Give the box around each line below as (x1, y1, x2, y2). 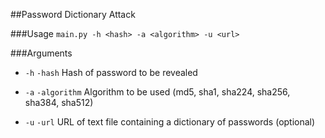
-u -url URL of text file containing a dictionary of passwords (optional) (24, 116, 316, 128)
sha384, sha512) (24, 97, 94, 108)
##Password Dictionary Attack (10, 9, 136, 20)
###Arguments (10, 47, 73, 59)
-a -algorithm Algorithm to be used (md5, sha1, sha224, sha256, (24, 86, 291, 98)
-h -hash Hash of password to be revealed (24, 67, 198, 78)
